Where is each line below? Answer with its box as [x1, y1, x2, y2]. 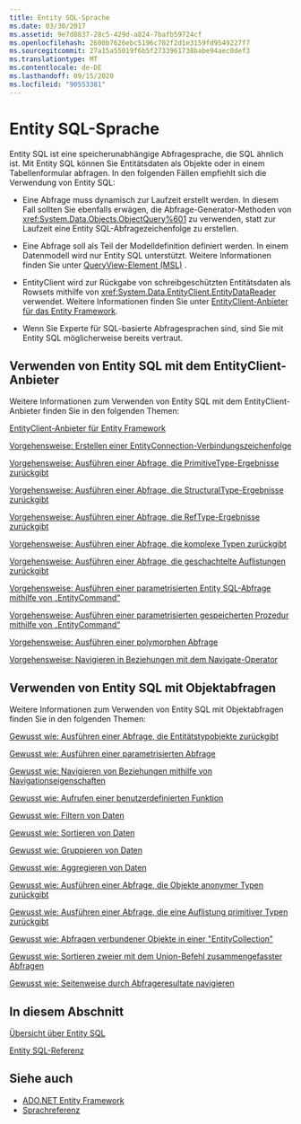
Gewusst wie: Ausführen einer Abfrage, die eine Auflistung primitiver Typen [9, 907, 288, 918]
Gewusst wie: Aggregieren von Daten [9, 863, 147, 874]
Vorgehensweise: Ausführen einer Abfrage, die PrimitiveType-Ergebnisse [9, 458, 279, 469]
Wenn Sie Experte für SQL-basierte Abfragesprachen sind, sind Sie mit [21, 322, 284, 333]
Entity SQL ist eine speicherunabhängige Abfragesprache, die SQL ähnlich [9, 148, 284, 159]
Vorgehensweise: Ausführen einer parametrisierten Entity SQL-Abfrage [9, 583, 271, 593]
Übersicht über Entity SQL [9, 1028, 106, 1038]
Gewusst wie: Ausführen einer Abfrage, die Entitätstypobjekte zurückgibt [9, 731, 279, 742]
